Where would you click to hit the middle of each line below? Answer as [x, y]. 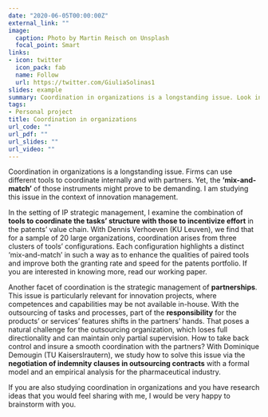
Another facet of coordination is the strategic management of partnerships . [133, 287]
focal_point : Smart [48, 45]
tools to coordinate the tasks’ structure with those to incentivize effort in [131, 221]
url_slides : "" [33, 142]
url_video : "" [32, 149]
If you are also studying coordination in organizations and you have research [134, 387]
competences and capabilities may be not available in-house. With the [124, 305]
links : [19, 53]
